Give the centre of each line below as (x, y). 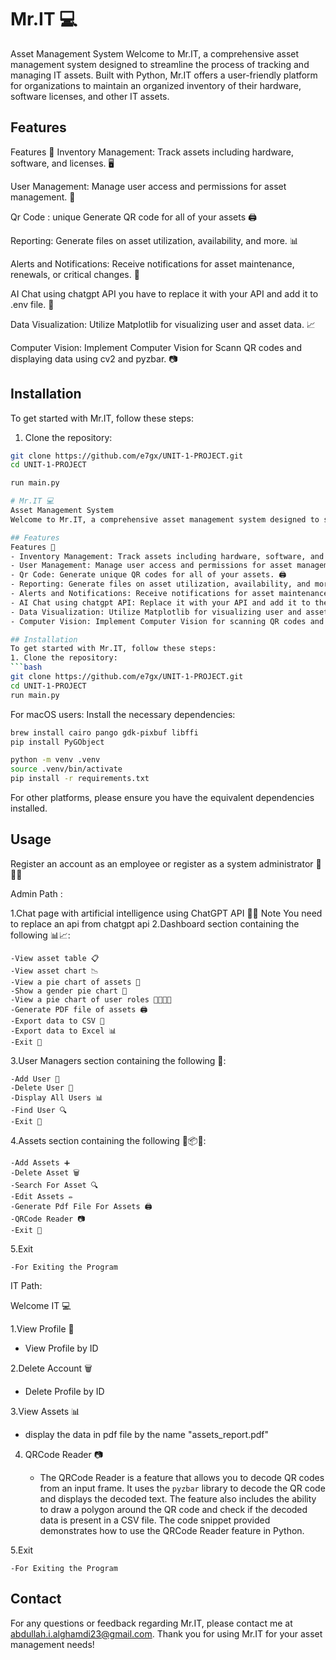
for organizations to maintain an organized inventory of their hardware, (156, 85)
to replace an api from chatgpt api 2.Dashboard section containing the (155, 923)
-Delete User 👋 (42, 1087)
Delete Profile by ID (64, 1391)
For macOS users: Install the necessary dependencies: (123, 714)
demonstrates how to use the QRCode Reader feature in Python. (172, 1530)
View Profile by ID (61, 1348)
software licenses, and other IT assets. (90, 96)
